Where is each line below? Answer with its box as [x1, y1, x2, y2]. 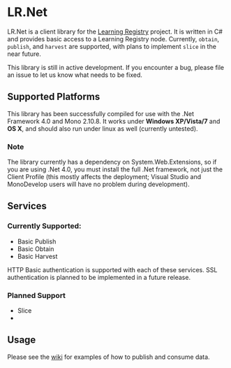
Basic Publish [17, 237, 57, 246]
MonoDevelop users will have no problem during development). [7, 180, 190, 189]
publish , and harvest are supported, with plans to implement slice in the [7, 42, 216, 50]
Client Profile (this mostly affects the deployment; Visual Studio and [7, 173, 202, 181]
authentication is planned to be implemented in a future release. [7, 273, 191, 281]
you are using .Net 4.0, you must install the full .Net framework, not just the [7, 165, 223, 174]
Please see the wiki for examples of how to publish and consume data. [7, 353, 211, 361]
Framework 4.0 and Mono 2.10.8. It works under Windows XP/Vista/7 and [7, 117, 221, 125]
